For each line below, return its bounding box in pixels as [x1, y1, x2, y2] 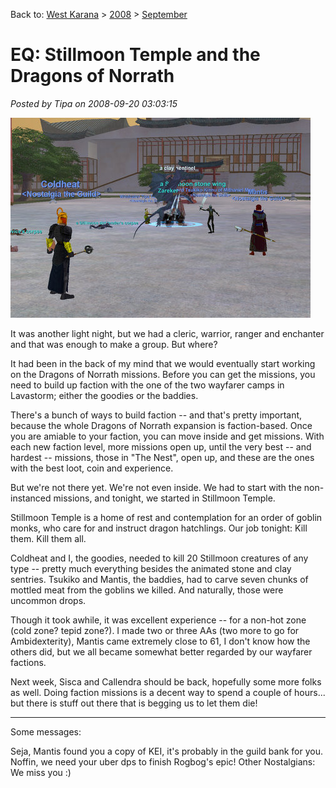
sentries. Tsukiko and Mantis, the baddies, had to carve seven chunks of [10, 573, 309, 585]
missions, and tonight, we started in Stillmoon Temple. [53, 492, 276, 504]
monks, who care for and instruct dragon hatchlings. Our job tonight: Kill [10, 522, 308, 534]
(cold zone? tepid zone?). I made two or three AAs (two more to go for [10, 624, 300, 636]
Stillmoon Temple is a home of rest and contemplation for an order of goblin [10, 511, 323, 523]
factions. [10, 656, 47, 668]
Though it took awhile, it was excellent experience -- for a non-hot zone [10, 614, 307, 626]
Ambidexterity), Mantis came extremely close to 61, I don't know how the [10, 635, 311, 647]
